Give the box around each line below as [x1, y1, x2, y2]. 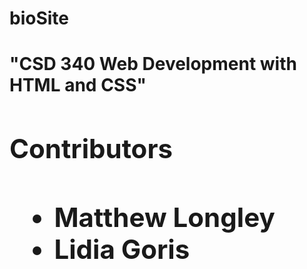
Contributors [9, 132, 174, 166]
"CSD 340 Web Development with [9, 53, 297, 76]
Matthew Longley [53, 200, 276, 234]
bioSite [9, 7, 69, 30]
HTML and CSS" [9, 74, 147, 97]
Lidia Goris [53, 232, 191, 266]
